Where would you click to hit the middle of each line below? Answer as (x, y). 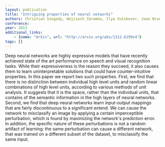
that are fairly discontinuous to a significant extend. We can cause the (76, 108)
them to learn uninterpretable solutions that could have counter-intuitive (78, 71)
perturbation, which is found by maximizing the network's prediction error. (80, 118)
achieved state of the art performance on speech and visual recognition (78, 61)
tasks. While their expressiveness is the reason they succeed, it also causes (82, 66)
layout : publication (26, 10)
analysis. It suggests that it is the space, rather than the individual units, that (82, 92)
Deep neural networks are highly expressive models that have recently (76, 56)
